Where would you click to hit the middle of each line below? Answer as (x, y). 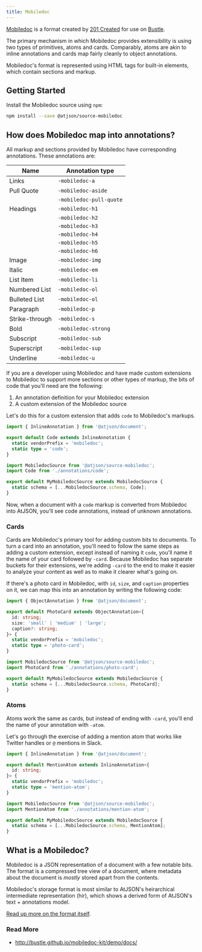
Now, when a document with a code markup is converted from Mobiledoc (97, 504)
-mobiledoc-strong (84, 329)
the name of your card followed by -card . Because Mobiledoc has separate (99, 559)
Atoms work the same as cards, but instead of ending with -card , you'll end (100, 718)
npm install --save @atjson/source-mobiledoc (64, 116)
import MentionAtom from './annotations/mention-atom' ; (78, 809)
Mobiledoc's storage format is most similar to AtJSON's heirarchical (90, 889)
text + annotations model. (38, 902)
